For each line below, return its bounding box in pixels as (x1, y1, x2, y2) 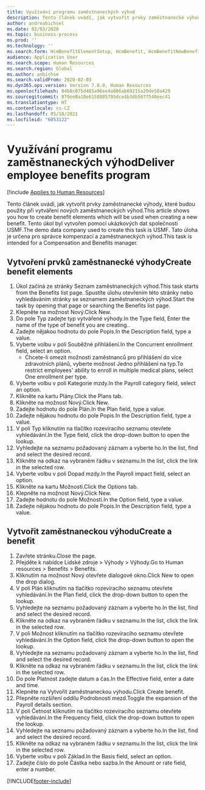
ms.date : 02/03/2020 (7, 26, 60, 32)
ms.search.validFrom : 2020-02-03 (7, 77, 92, 83)
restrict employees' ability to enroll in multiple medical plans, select (24, 366, 193, 374)
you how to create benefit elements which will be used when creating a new (7, 214, 198, 221)
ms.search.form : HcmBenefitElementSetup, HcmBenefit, (7, 49, 147, 55)
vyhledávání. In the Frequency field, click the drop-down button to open (15, 713, 194, 721)
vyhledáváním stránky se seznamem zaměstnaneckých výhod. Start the (15, 296, 195, 302)
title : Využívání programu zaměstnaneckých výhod (7, 9, 136, 15)
